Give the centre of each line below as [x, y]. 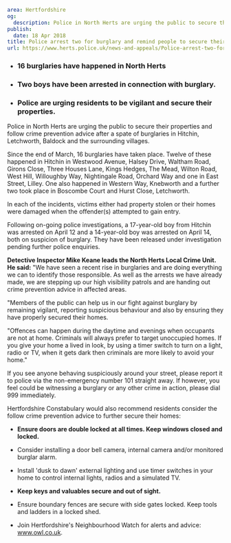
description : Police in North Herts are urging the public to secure [115, 23]
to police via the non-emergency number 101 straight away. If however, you [113, 381]
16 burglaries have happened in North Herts [91, 66]
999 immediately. [32, 395]
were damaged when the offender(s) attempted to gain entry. [94, 212]
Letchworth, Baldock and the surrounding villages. [78, 141]
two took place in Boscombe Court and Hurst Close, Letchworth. [99, 191]
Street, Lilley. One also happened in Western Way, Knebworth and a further [113, 184]
